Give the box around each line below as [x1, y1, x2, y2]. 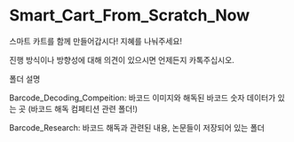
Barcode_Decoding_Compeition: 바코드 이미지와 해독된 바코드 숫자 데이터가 [9, 92, 276, 103]
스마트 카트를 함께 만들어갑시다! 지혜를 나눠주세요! [9, 35, 183, 46]
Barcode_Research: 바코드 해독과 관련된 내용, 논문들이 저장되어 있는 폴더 [9, 122, 265, 133]
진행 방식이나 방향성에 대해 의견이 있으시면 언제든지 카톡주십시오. [9, 54, 235, 65]
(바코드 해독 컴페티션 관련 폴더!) [28, 103, 139, 114]
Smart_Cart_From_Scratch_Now [9, 5, 250, 26]
